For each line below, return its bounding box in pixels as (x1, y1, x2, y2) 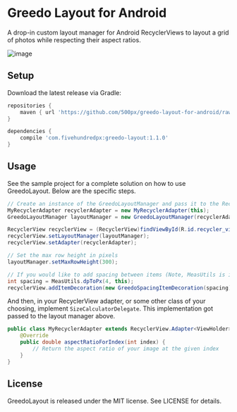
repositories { (7, 102, 52, 109)
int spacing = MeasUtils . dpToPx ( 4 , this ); (7, 277, 134, 285)
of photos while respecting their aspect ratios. (7, 35, 141, 44)
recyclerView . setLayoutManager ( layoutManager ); (7, 232, 150, 240)
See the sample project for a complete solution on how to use (7, 179, 186, 187)
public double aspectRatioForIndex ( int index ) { (20, 339, 166, 346)
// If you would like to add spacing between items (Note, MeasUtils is (7, 271, 226, 278)
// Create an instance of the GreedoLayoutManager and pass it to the (7, 200, 219, 207)
